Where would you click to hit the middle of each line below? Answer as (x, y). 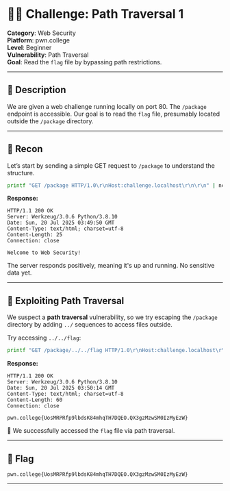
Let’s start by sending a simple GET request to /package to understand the (111, 165)
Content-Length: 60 (35, 400)
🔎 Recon (25, 149)
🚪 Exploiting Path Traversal (66, 301)
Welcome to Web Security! (44, 253)
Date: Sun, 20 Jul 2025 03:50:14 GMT (61, 388)
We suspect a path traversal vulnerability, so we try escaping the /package (112, 317)
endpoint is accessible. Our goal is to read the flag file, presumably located (114, 114)
